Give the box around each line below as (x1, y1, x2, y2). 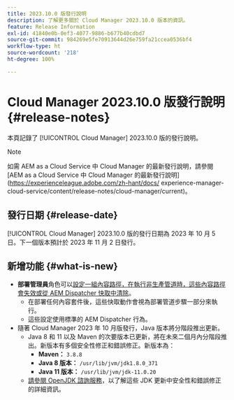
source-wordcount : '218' (7, 50, 80, 57)
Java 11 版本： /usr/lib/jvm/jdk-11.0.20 (38, 368, 156, 376)
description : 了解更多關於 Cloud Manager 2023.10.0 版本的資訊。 (7, 17, 189, 24)
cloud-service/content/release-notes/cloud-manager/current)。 (7, 187, 192, 195)
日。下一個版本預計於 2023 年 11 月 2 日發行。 (7, 238, 140, 246)
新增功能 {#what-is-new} (7, 260, 118, 272)
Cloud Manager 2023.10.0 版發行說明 (7, 94, 226, 110)
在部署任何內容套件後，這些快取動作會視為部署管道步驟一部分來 (27, 298, 212, 306)
